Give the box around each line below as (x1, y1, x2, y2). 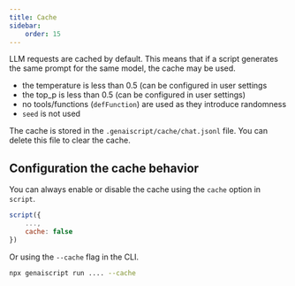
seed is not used (21, 108, 81, 120)
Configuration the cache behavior (9, 160, 200, 175)
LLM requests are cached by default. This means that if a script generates (9, 54, 279, 65)
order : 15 (25, 29, 62, 38)
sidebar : (9, 21, 42, 30)
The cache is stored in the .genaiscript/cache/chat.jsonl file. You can (9, 126, 268, 136)
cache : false (25, 227, 73, 236)
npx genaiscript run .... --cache (9, 268, 137, 277)
